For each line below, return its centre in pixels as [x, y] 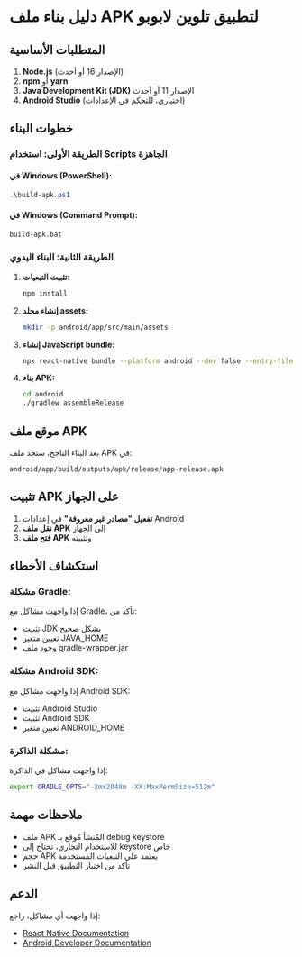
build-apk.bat [36, 234]
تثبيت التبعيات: [46, 277]
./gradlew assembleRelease [73, 403]
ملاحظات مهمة [46, 815]
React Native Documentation [75, 933]
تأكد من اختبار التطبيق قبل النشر [76, 865]
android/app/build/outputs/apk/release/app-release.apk [116, 469]
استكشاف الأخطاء [54, 566]
